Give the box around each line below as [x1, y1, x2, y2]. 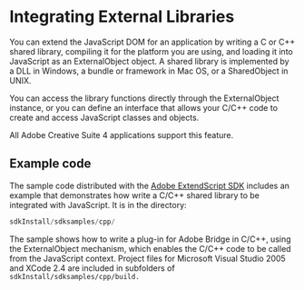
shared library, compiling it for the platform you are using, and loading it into [9, 45, 293, 56]
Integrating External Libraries [9, 6, 235, 27]
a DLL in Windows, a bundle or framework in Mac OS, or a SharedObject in [9, 65, 289, 76]
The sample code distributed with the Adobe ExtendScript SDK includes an [9, 180, 290, 191]
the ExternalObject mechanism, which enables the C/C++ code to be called [9, 243, 292, 254]
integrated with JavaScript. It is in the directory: [9, 199, 188, 210]
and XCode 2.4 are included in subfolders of [9, 262, 175, 274]
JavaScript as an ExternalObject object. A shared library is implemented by [9, 55, 289, 66]
